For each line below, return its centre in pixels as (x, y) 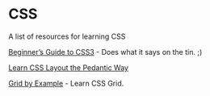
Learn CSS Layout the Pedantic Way (69, 67)
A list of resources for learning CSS (67, 36)
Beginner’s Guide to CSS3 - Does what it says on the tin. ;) (105, 52)
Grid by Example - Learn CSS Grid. (66, 83)
